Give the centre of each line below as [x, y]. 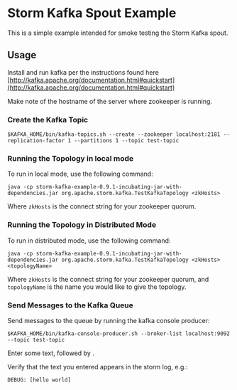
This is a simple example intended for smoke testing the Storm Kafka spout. [118, 33]
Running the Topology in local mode [71, 158]
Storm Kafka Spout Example [92, 13]
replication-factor [36, 141]
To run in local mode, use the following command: [81, 174]
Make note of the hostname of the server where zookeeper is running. [110, 101]
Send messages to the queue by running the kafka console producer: [109, 320]
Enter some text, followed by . [51, 353]
